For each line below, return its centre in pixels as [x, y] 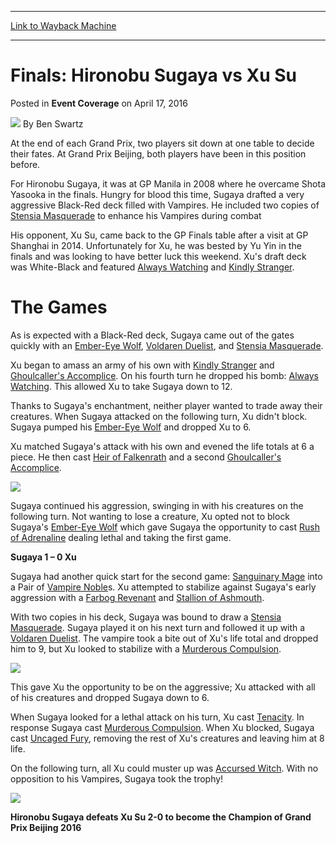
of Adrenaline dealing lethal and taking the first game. [121, 537]
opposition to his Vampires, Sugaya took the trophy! [117, 778]
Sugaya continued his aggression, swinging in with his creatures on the [157, 505]
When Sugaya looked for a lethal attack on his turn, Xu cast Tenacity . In [157, 717]
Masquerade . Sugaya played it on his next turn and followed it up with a [158, 627]
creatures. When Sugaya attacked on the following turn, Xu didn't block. [159, 416]
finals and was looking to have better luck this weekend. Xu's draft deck [158, 256]
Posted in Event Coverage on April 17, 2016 [99, 103]
